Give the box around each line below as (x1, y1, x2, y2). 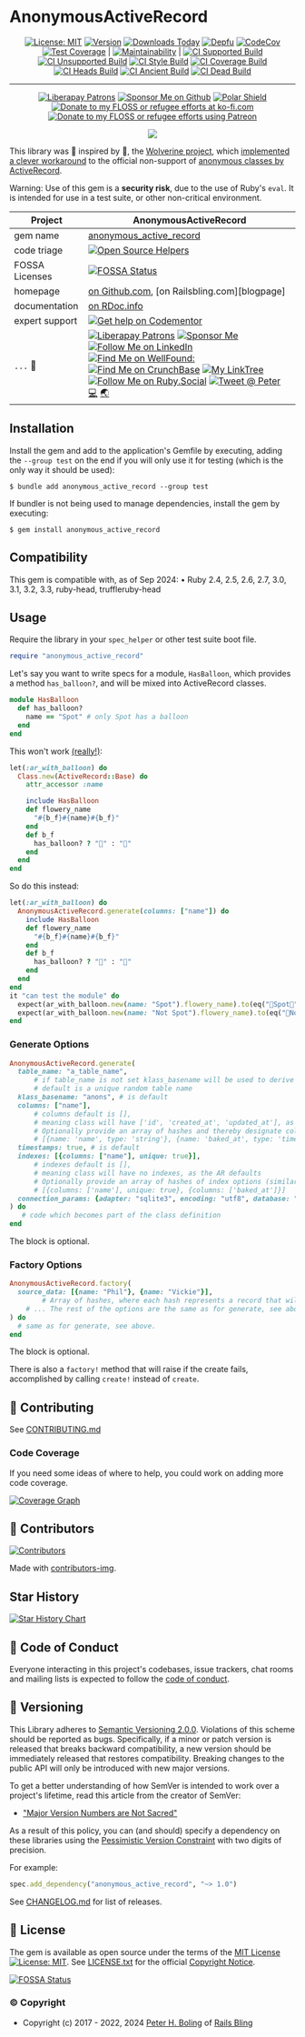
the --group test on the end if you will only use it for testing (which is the (9, 455, 284, 466)
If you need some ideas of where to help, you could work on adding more (9, 1467, 284, 1479)
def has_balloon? (17, 704, 84, 713)
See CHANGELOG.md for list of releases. (9, 1896, 162, 1907)
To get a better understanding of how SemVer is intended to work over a (9, 1780, 280, 1791)
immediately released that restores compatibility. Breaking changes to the (9, 1752, 285, 1763)
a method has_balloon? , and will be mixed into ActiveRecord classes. (9, 677, 267, 688)
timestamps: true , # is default (17, 1143, 141, 1152)
